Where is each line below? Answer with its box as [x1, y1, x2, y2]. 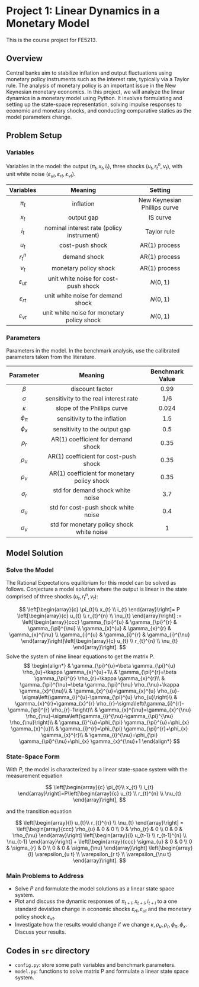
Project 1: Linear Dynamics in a [6, 4, 160, 18]
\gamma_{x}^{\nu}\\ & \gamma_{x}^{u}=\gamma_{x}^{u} [19, 687, 156, 694]
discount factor [70, 385, 113, 393]
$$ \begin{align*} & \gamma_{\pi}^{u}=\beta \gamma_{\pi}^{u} [23, 662, 176, 669]
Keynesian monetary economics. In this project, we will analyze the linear [6, 88, 185, 95]
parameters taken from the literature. [6, 354, 96, 361]
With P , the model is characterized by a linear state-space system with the [6, 765, 188, 773]
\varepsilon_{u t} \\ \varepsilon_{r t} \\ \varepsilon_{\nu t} [34, 850, 172, 857]
